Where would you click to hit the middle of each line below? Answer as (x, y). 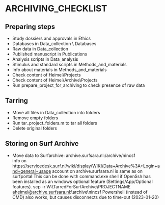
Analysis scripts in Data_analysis (45, 59)
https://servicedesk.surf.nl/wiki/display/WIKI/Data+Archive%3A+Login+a (86, 166)
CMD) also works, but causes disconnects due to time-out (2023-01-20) (85, 197)
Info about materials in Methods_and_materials (59, 70)
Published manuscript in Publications (50, 54)
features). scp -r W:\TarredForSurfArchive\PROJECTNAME (71, 186)
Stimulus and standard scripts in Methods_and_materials (69, 64)
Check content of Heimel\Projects (46, 75)
